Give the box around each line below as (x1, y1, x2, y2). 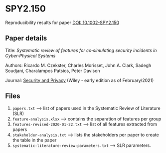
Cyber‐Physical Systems (5, 52, 56, 58)
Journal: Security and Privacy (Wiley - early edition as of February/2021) (5, 77, 154, 83)
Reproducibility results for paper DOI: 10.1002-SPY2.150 (5, 19, 120, 25)
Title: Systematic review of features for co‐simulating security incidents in (5, 47, 157, 53)
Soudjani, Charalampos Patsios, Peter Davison (5, 67, 101, 73)
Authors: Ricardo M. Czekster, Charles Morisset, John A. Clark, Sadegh (5, 62, 152, 68)
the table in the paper (12, 137, 57, 143)
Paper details (5, 34, 47, 42)
